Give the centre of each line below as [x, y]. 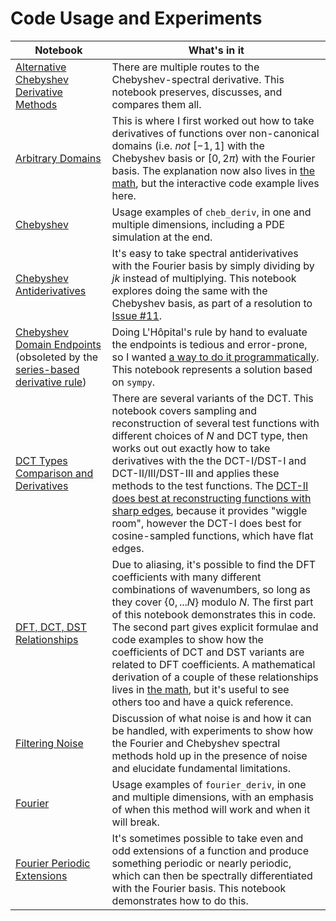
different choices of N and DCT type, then [209, 435]
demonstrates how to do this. [180, 900]
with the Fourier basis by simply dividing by [213, 265]
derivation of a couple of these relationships [215, 677]
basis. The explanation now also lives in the [213, 170]
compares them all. [156, 104]
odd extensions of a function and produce [210, 850]
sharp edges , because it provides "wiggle [209, 510]
